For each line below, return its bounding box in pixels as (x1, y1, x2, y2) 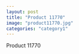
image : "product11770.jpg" (6, 20, 74, 26)
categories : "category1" (6, 25, 68, 32)
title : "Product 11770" (6, 14, 66, 20)
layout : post (6, 8, 39, 15)
